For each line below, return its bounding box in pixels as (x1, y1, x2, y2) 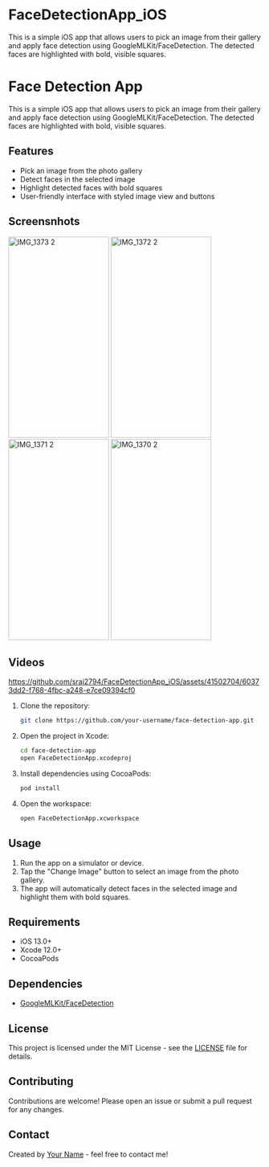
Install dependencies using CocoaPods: (19, 768, 152, 778)
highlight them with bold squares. (19, 892, 131, 902)
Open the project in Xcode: (19, 731, 110, 741)
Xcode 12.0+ (19, 945, 63, 955)
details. (8, 1051, 33, 1061)
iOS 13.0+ (19, 936, 52, 946)
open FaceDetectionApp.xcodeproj (19, 754, 132, 763)
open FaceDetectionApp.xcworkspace (19, 814, 140, 822)
